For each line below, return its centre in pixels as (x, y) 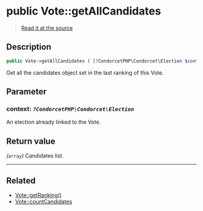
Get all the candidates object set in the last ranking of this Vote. (85, 72)
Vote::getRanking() (38, 195)
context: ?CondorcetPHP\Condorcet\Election (70, 109)
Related (21, 180)
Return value (31, 141)
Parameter (27, 92)
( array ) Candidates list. (35, 156)
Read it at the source (47, 28)
